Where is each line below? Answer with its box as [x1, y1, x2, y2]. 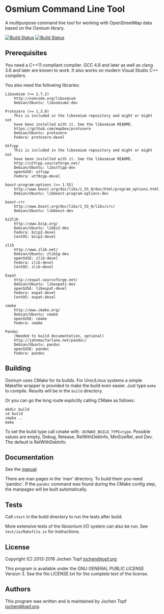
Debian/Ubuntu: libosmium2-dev [14, 100, 78, 105]
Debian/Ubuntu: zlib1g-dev [14, 251, 69, 256]
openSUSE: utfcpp [14, 169, 50, 174]
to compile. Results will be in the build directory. [5, 387, 103, 393]
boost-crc [5, 199, 26, 204]
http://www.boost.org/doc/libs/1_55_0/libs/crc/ [14, 204, 115, 209]
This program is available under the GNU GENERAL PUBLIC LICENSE [5, 566, 144, 571]
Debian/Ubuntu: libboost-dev [14, 208, 74, 213]
